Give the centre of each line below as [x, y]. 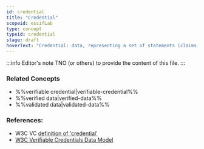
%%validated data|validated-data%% [62, 105]
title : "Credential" [32, 18]
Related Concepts [33, 78]
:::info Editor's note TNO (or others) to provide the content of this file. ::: [96, 63]
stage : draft [23, 40]
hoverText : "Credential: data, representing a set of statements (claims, [103, 46]
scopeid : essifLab [29, 23]
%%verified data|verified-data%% [58, 98]
